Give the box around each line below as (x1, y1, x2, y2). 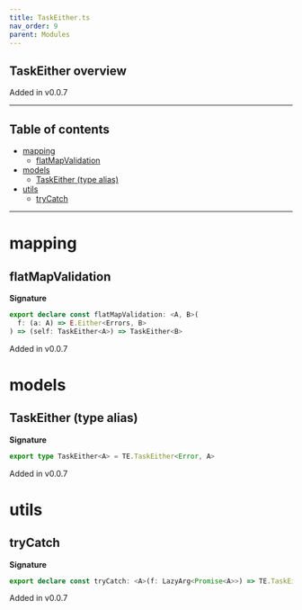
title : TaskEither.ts (9, 13, 91, 22)
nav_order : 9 (9, 22, 58, 31)
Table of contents (9, 121, 110, 137)
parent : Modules (9, 30, 70, 39)
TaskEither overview (9, 63, 128, 78)
